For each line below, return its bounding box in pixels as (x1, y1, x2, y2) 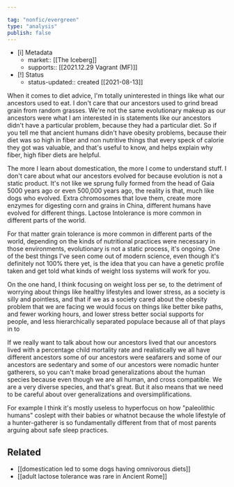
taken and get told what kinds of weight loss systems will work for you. (7, 267, 211, 276)
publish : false (7, 29, 52, 36)
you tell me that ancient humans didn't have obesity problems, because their (7, 128, 227, 137)
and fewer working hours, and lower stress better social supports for (7, 310, 204, 318)
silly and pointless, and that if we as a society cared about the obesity (7, 295, 208, 304)
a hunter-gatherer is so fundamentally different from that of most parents (7, 419, 217, 427)
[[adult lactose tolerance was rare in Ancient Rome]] (17, 472, 167, 481)
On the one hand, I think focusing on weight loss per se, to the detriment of (7, 280, 223, 289)
